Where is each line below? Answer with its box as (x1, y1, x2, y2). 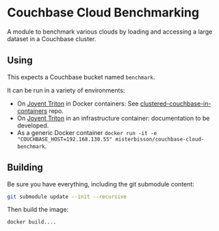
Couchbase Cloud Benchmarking (7, 5, 200, 21)
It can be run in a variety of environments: (7, 86, 125, 94)
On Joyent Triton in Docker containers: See (16, 99, 139, 108)
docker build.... (7, 219, 57, 226)
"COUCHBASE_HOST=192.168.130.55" (16, 136, 113, 143)
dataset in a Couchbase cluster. (7, 34, 96, 42)
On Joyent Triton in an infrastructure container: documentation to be (16, 114, 210, 122)
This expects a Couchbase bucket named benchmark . (7, 73, 155, 81)
